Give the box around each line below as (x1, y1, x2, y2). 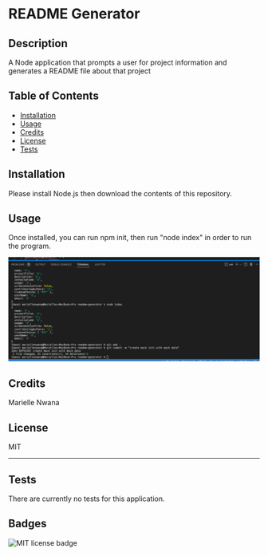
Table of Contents (8, 89, 100, 103)
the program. (8, 241, 51, 251)
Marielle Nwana (8, 398, 60, 408)
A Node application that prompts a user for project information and (8, 57, 227, 67)
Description (8, 37, 68, 50)
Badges (8, 517, 47, 530)
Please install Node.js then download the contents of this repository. (8, 188, 233, 198)
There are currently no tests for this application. (8, 494, 165, 503)
